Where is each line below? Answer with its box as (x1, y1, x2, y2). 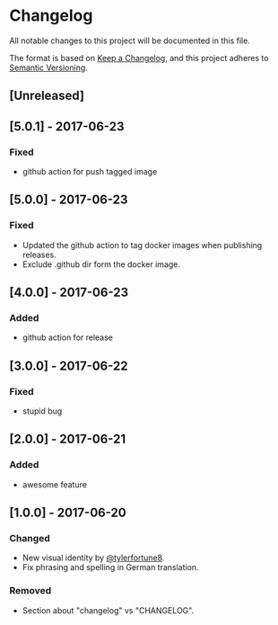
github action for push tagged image (22, 166, 158, 177)
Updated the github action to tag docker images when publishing (22, 239, 263, 250)
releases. (22, 249, 56, 260)
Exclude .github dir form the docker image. (22, 258, 181, 270)
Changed (9, 532, 51, 545)
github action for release (22, 332, 114, 343)
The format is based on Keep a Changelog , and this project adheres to (9, 52, 269, 63)
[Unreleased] (9, 88, 85, 103)
